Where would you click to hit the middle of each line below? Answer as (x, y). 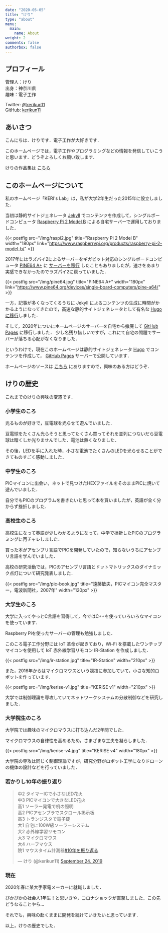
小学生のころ (21, 411)
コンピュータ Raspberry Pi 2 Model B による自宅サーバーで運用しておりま (85, 222)
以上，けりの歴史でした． (32, 925)
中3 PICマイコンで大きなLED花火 (51, 800)
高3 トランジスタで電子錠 (44, 819)
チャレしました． (45, 539)
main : (16, 29)
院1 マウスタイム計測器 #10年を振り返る (58, 850)
